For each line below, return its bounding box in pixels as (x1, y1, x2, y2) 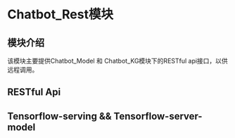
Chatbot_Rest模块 (7, 6, 114, 23)
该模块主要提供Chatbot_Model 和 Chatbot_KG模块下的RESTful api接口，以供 (7, 57, 229, 65)
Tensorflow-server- (113, 110, 203, 122)
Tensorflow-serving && (7, 110, 112, 122)
